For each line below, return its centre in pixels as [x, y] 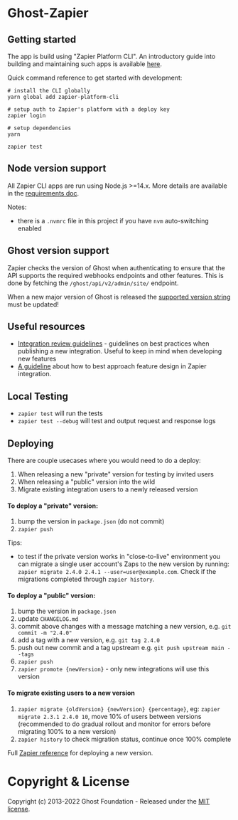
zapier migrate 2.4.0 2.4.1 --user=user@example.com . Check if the [117, 572]
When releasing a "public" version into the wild [86, 482]
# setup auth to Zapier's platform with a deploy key [89, 110]
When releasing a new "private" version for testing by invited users [116, 474]
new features [37, 359]
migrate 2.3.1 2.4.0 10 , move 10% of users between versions [109, 716]
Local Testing [38, 396]
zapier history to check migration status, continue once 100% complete [124, 739]
